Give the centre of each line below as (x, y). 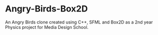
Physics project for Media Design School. (47, 27)
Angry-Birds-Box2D (47, 9)
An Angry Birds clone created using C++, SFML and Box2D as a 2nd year (79, 22)
